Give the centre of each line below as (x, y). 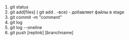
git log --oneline (26, 27)
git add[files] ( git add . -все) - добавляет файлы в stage (67, 12)
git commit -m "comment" (36, 17)
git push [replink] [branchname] (42, 33)
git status (19, 7)
